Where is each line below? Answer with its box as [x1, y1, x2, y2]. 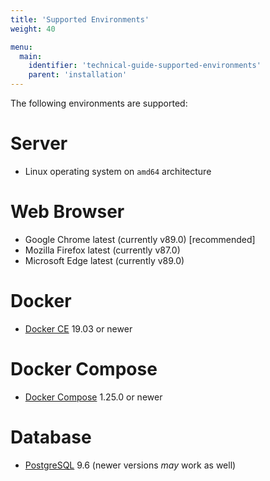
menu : [10, 42, 33, 52]
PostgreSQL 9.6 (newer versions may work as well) [24, 459, 237, 471]
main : [19, 51, 43, 61]
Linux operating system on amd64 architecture [24, 165, 212, 177]
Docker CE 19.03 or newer [24, 322, 133, 335]
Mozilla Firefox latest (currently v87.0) [24, 244, 181, 256]
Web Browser [10, 201, 125, 223]
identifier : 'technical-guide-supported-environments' [28, 61, 262, 71]
